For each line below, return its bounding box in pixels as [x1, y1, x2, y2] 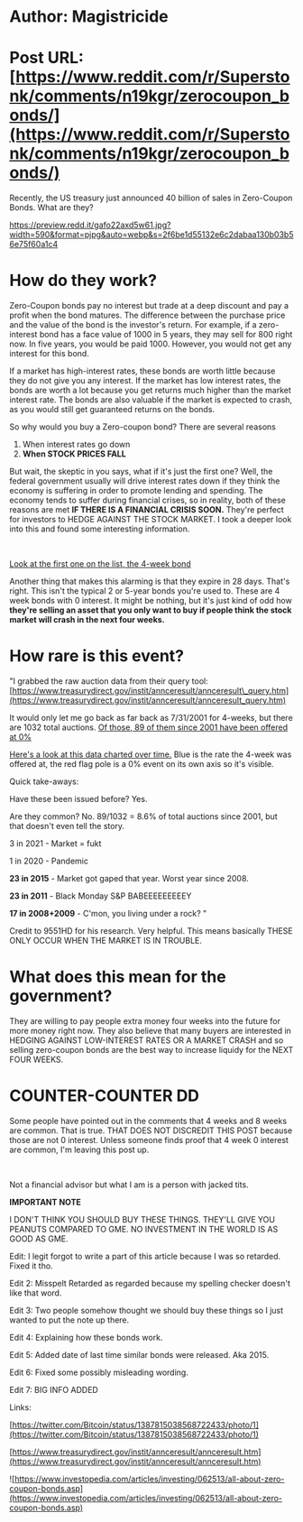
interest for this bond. [9, 348, 90, 359]
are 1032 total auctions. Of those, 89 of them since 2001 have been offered [9, 722, 289, 733]
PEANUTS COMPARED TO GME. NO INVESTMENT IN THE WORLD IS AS [9, 1223, 279, 1234]
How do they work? [9, 271, 158, 291]
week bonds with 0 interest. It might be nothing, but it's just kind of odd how [9, 595, 293, 606]
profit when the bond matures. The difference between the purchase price [9, 309, 286, 321]
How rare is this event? [9, 646, 185, 667]
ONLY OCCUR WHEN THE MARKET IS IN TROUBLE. [9, 936, 203, 945]
